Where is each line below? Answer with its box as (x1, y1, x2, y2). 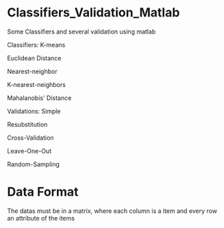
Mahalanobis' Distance (7, 94, 72, 102)
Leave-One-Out (7, 147, 52, 155)
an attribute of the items (7, 214, 75, 222)
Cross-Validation (7, 134, 54, 142)
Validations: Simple (7, 107, 61, 115)
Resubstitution (7, 120, 48, 128)
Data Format (7, 184, 79, 200)
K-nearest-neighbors (7, 80, 66, 88)
